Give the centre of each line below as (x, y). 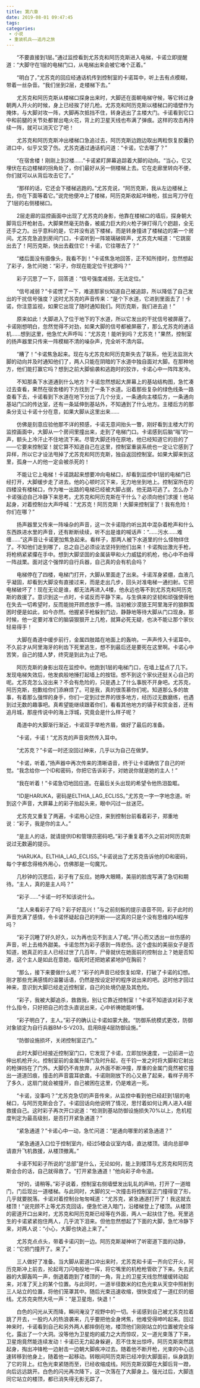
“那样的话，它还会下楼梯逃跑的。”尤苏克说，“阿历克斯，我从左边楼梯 (100, 188)
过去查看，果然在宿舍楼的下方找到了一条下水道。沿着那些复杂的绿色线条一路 (100, 389)
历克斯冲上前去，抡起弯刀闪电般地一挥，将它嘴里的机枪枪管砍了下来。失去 (97, 1269)
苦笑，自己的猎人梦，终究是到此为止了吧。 (58, 655)
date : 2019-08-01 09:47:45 (40, 17)
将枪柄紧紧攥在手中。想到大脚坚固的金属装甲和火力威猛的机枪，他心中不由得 (100, 554)
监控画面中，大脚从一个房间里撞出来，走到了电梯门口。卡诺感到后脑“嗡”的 (97, 432)
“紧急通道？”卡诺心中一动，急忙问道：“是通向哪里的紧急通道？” (94, 1131)
